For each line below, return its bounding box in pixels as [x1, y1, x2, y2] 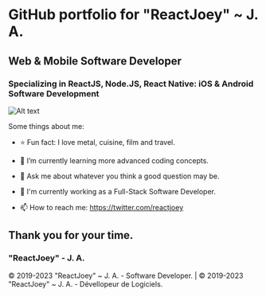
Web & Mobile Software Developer [8, 54, 182, 68]
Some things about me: [8, 121, 85, 131]
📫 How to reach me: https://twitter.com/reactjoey [19, 202, 184, 212]
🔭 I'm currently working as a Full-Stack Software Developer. [19, 186, 217, 196]
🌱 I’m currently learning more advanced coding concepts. [19, 155, 209, 165]
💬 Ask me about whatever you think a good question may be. [19, 171, 220, 181]
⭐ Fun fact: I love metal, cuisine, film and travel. [19, 137, 175, 147]
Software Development [8, 88, 100, 99]
